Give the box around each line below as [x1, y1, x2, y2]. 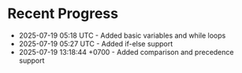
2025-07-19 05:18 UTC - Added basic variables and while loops [18, 31, 226, 40]
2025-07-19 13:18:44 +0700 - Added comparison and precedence [18, 47, 234, 57]
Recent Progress [7, 5, 119, 23]
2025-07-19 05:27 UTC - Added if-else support [18, 38, 173, 48]
